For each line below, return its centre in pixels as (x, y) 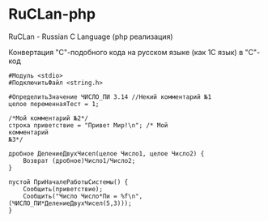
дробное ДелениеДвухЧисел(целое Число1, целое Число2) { (106, 154)
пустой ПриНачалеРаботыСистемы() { (68, 182)
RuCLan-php (52, 14)
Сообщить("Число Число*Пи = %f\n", (83, 196)
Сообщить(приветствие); (63, 189)
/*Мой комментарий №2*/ (49, 118)
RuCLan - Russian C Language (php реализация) (91, 36)
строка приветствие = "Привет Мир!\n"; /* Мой (88, 125)
